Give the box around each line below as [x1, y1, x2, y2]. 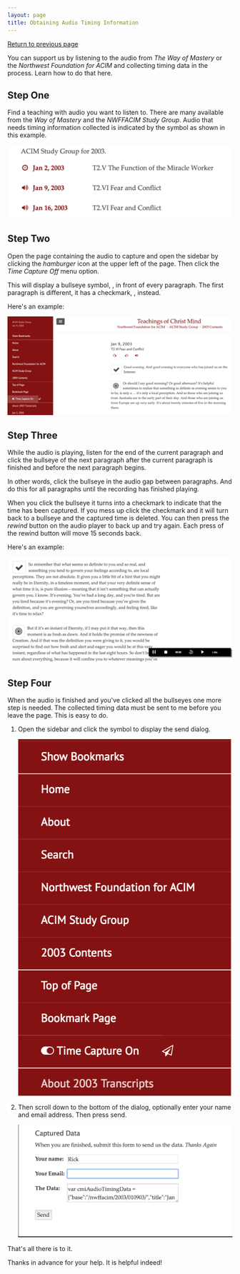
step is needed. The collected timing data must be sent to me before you [7, 703, 221, 712]
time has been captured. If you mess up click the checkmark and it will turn [7, 506, 229, 515]
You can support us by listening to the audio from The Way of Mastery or [7, 54, 223, 62]
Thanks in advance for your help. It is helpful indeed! [7, 1258, 163, 1267]
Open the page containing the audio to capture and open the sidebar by [7, 251, 219, 260]
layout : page [7, 11, 46, 19]
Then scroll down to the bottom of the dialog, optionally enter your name [17, 1103, 231, 1111]
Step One [7, 89, 50, 101]
